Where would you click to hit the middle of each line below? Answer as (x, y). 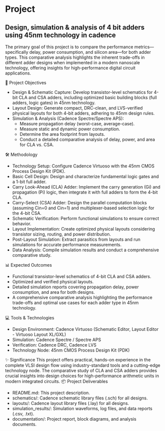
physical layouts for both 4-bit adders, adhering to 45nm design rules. (83, 113)
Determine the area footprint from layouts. (62, 134)
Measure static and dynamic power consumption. (70, 129)
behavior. (22, 224)
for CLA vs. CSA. (37, 145)
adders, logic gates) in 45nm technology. (54, 103)
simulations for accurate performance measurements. (67, 245)
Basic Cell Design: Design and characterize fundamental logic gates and (85, 176)
